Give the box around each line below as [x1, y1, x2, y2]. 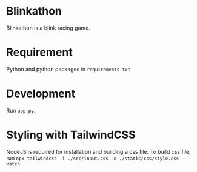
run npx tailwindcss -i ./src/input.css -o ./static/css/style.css [6, 154, 179, 162]
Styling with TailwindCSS [6, 128, 136, 142]
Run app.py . [6, 107, 36, 114]
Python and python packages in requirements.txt [6, 65, 131, 73]
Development [6, 87, 76, 101]
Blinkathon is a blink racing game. [6, 24, 91, 31]
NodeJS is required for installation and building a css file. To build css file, [6, 148, 191, 155]
